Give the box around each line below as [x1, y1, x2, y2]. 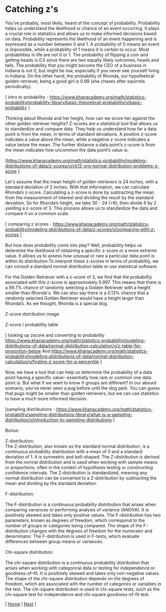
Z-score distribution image [5, 311, 59, 317]
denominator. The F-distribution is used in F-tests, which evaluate [5, 533, 140, 539]
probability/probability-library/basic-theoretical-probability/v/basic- [5, 99, 143, 105]
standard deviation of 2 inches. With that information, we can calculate [5, 184, 150, 190]
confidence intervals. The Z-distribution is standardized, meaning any [5, 470, 148, 476]
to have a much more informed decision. [5, 395, 88, 401]
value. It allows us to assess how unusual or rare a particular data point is [5, 252, 155, 258]
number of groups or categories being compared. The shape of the [5, 522, 142, 528]
